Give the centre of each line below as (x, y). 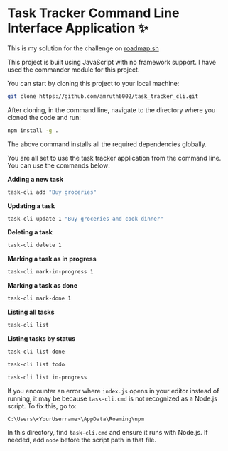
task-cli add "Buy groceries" (52, 192)
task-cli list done (36, 352)
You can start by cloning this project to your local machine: (93, 83)
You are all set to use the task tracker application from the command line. (114, 158)
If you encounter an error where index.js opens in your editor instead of (113, 391)
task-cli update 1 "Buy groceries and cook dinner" (85, 219)
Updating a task (31, 206)
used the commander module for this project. (74, 70)
